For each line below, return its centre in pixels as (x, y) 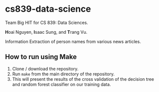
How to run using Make (41, 57)
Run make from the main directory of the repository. (63, 74)
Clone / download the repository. (45, 69)
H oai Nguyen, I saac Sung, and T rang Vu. (46, 32)
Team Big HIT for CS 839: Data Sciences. (46, 23)
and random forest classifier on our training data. (61, 84)
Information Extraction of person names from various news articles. (73, 41)
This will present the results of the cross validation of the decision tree (83, 79)
